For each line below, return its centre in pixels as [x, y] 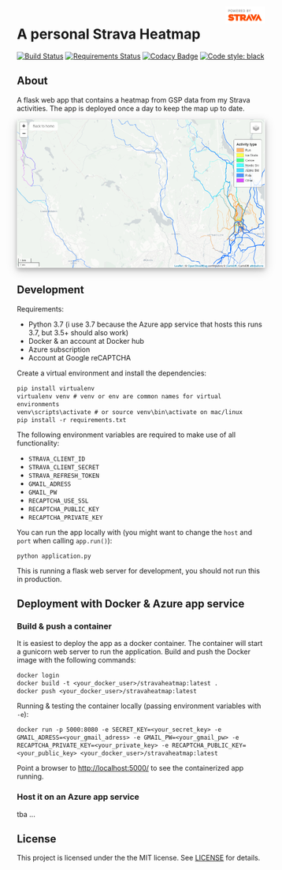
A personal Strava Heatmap [109, 34]
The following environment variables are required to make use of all [126, 435]
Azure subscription [59, 349]
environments [38, 404]
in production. [39, 579]
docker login [38, 676]
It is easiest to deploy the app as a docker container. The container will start [140, 644]
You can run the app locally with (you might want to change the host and [135, 532]
